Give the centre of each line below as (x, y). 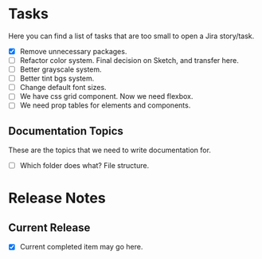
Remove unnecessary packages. (73, 51)
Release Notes (57, 198)
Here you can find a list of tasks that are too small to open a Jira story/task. (131, 36)
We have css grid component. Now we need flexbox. (106, 96)
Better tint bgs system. (57, 78)
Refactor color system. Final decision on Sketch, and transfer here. (129, 60)
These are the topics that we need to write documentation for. (109, 150)
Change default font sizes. (63, 88)
